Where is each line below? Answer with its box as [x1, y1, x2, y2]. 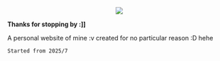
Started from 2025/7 [7, 48, 69, 55]
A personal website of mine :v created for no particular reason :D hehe [7, 34, 214, 42]
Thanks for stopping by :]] [7, 20, 87, 28]
